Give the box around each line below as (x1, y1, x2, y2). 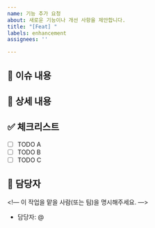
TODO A (17, 140, 42, 148)
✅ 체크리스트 (7, 121, 60, 133)
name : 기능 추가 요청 (7, 10, 61, 17)
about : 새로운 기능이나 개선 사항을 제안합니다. (7, 17, 126, 24)
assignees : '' (7, 36, 49, 43)
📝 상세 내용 (7, 95, 52, 107)
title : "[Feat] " (7, 23, 58, 30)
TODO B (17, 147, 42, 156)
